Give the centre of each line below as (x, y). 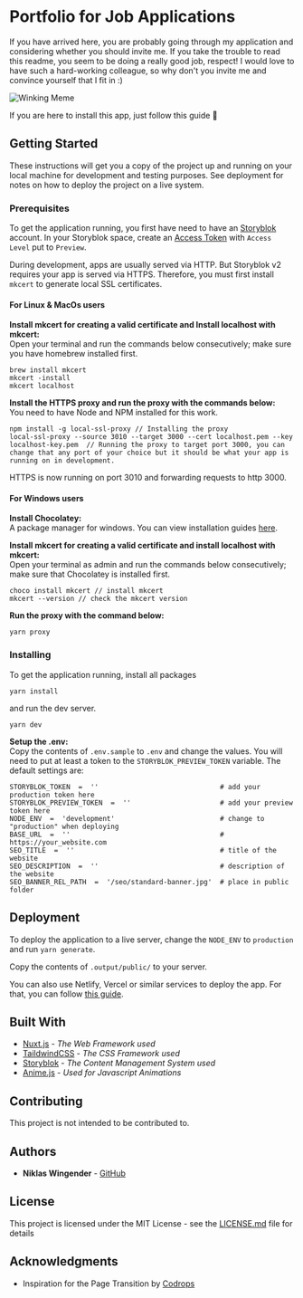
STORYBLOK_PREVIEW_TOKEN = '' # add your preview (151, 803)
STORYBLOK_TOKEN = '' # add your (135, 787)
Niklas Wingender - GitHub (74, 1173)
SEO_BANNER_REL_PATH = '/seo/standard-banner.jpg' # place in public (149, 882)
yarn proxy (30, 632)
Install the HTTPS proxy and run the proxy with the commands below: (142, 403)
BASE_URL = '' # (117, 835)
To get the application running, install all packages (103, 674)
